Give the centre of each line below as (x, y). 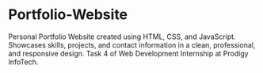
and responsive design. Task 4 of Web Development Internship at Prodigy (128, 53)
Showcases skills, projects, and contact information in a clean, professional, (132, 44)
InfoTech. (23, 62)
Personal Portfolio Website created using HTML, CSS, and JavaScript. (122, 36)
